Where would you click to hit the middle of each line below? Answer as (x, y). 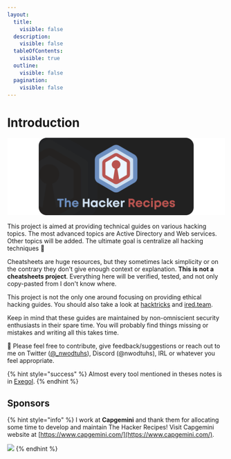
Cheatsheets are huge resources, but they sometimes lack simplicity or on (113, 262)
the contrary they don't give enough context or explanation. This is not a (111, 269)
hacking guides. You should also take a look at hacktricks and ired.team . (110, 305)
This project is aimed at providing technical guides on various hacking (107, 226)
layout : (18, 15)
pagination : (31, 80)
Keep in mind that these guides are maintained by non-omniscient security (113, 318)
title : (23, 22)
